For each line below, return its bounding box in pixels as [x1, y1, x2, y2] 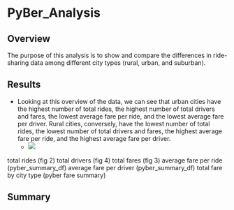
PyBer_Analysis [7, 5, 101, 21]
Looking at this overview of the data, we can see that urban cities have [17, 97, 221, 105]
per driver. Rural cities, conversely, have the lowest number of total [17, 119, 210, 128]
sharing [7, 59, 29, 67]
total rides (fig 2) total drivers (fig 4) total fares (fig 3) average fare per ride [7, 156, 223, 165]
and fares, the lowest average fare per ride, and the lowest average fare [17, 112, 224, 120]
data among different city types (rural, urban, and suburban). [30, 59, 206, 67]
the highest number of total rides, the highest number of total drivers [17, 105, 215, 113]
